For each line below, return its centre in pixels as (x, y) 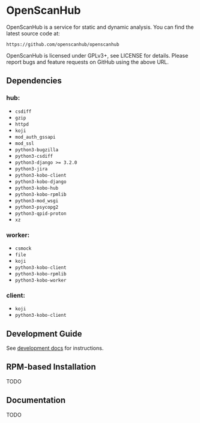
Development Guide (44, 334)
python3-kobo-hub (37, 188)
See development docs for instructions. (55, 348)
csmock (23, 248)
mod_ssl (24, 143)
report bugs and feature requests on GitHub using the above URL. (88, 62)
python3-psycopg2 (37, 207)
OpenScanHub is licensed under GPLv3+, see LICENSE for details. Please (97, 55)
